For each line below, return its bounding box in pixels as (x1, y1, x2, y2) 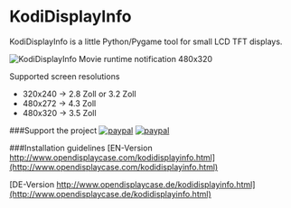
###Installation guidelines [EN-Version (9, 142, 153, 153)
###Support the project (9, 124, 98, 136)
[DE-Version (9, 178, 55, 190)
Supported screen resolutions (9, 70, 120, 82)
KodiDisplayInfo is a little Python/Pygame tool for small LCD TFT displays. (9, 36, 283, 47)
